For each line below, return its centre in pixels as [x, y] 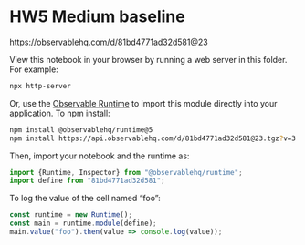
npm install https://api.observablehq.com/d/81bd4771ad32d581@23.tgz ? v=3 [153, 138]
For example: [34, 69]
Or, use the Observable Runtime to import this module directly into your [143, 103]
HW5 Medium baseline [97, 17]
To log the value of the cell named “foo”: [85, 199]
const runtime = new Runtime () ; [71, 215]
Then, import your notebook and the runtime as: [100, 156]
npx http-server [40, 86]
